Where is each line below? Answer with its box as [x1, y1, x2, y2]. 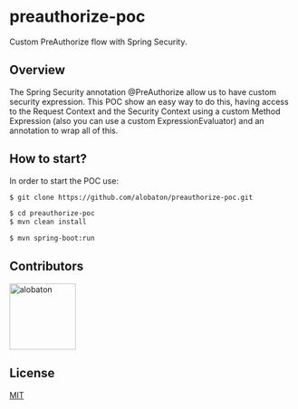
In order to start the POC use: [9, 175, 120, 186]
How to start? [9, 151, 88, 166]
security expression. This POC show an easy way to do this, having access [9, 96, 289, 107]
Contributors [9, 259, 84, 274]
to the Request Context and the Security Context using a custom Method [9, 106, 281, 117]
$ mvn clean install [9, 217, 88, 227]
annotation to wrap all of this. [9, 125, 119, 136]
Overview [9, 62, 66, 78]
